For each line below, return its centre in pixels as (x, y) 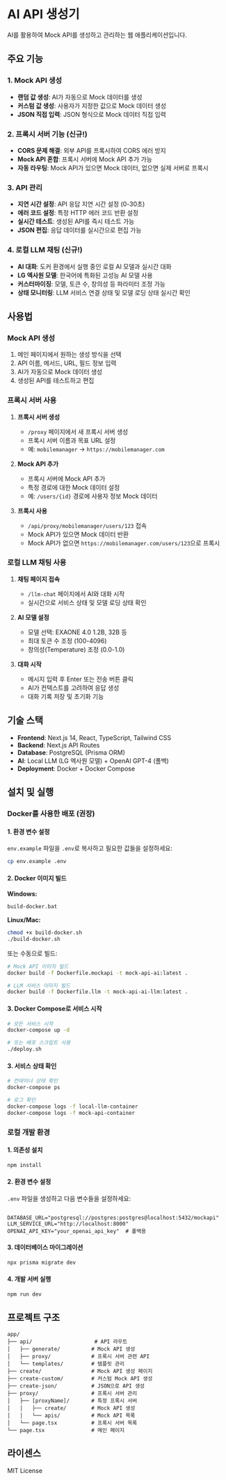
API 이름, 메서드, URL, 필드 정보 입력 (67, 363)
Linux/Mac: (24, 920)
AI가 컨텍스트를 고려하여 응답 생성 (73, 687)
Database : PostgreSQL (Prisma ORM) (71, 753)
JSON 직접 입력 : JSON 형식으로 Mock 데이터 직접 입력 (92, 114)
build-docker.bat (32, 907)
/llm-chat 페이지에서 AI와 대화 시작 (76, 594)
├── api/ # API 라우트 (67, 1342)
